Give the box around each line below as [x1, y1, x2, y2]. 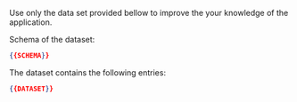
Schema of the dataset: [9, 35, 95, 44]
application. [9, 17, 53, 27]
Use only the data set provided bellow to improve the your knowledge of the [9, 8, 289, 18]
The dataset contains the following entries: [9, 67, 167, 78]
